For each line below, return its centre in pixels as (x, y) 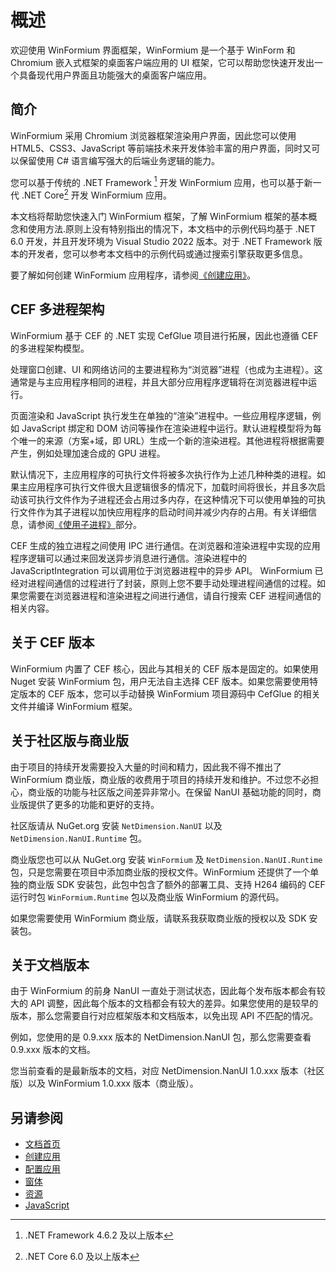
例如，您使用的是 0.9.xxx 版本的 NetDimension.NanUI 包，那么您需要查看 (161, 1037)
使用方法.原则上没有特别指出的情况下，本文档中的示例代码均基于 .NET (172, 229)
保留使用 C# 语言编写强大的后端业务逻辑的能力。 (119, 160)
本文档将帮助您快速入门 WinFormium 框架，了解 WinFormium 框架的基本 (159, 217)
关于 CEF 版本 (52, 642)
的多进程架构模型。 (50, 348)
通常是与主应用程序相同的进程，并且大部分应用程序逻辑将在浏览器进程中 (159, 382)
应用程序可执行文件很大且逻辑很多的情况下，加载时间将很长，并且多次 (172, 487)
